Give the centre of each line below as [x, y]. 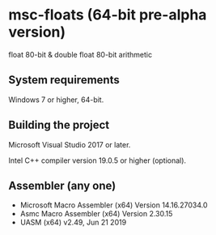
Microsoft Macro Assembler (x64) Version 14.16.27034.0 [114, 205]
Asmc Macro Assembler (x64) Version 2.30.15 [96, 214]
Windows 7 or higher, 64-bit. [56, 100]
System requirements [64, 80]
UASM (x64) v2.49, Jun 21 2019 [73, 222]
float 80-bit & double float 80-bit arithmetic [80, 54]
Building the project [59, 125]
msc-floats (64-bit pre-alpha [108, 15]
